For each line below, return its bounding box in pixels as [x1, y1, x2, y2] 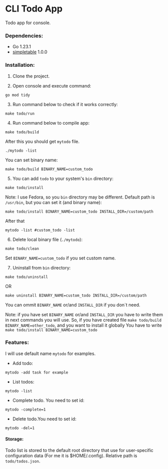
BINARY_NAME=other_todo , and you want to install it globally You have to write [5, 322, 162, 328]
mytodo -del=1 [5, 425, 35, 430]
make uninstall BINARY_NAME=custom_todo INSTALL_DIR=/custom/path [5, 293, 147, 298]
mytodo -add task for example [5, 370, 69, 375]
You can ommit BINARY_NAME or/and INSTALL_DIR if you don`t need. [5, 302, 140, 308]
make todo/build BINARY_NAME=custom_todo [5, 166, 93, 171]
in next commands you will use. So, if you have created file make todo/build [5, 317, 162, 323]
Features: [5, 339, 29, 346]
